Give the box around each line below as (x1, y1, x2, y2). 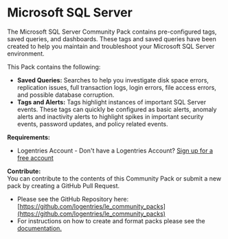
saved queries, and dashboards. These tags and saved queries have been (7, 34, 216, 43)
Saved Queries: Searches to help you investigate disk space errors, (16, 76, 209, 84)
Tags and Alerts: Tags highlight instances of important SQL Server (16, 98, 207, 106)
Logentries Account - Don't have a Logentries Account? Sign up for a (16, 146, 214, 155)
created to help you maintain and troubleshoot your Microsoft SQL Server (7, 42, 215, 50)
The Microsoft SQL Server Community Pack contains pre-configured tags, (7, 27, 217, 36)
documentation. (16, 224, 62, 232)
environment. (7, 49, 45, 58)
